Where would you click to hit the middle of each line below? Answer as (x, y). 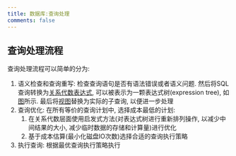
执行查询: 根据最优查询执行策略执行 (69, 145)
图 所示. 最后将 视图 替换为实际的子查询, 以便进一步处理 (95, 101)
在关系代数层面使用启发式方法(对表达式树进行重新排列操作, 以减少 (124, 119)
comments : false (31, 20)
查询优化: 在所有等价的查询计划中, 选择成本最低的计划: (96, 110)
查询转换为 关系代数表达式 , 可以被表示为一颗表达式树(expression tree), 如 (123, 93)
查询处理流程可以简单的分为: (49, 69)
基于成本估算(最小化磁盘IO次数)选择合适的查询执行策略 (108, 136)
